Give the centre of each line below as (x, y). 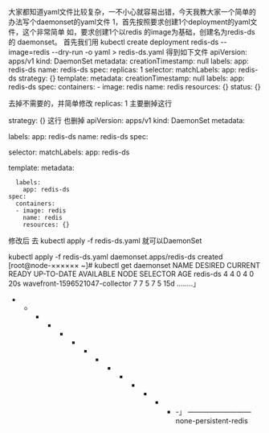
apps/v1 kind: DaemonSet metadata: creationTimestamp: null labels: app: (128, 61)
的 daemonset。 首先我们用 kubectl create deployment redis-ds (114, 42)
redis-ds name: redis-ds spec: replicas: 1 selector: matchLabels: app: (122, 70)
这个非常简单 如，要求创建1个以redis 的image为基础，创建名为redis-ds (139, 32)
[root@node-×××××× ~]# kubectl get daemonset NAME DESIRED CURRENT (134, 265)
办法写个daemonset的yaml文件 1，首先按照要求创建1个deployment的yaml (129, 22)
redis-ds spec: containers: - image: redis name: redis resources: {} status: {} (134, 87)
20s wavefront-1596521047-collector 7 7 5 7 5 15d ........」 (104, 283)
